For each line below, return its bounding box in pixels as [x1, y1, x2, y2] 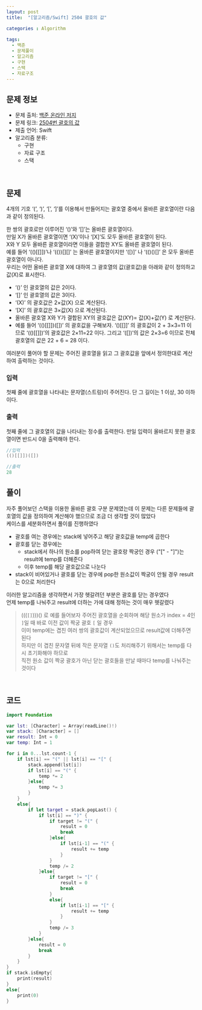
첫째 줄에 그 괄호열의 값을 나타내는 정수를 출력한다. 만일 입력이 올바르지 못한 [6, 428, 185, 435]
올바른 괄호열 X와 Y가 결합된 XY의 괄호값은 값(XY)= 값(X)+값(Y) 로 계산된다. [14, 314, 196, 321]
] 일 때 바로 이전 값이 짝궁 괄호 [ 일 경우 [21, 619, 113, 626]
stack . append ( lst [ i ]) [28, 761, 83, 768]
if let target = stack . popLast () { [28, 807, 118, 813]
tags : [6, 37, 20, 43]
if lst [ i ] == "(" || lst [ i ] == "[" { [17, 756, 112, 762]
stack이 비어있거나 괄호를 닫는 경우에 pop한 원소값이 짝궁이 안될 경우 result [14, 570, 194, 578]
